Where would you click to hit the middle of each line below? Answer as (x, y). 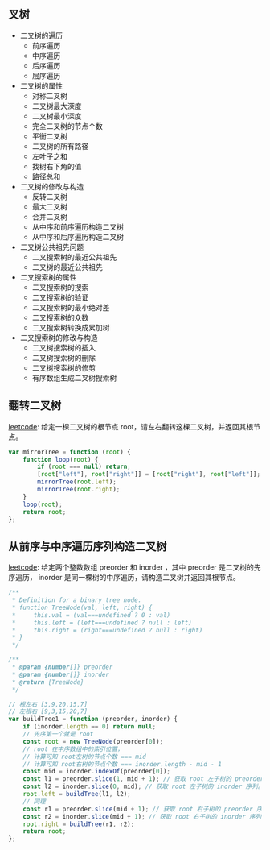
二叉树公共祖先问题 (52, 247)
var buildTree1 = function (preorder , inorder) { (93, 719)
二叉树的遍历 (41, 35)
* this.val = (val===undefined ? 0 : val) (91, 615)
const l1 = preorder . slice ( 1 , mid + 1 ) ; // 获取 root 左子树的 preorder (143, 779)
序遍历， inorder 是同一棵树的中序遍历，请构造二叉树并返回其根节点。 (124, 578)
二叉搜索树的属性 (48, 277)
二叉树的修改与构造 (52, 186)
